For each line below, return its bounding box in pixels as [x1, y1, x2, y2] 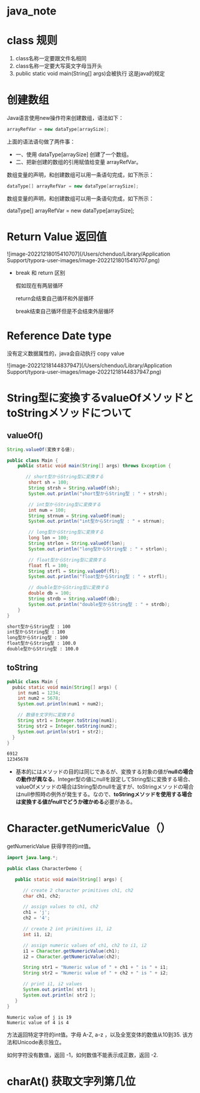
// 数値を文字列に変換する [17, 712, 75, 718]
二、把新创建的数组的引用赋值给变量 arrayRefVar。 [15, 158, 142, 165]
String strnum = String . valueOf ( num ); [28, 512, 126, 519]
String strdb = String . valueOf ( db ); [28, 596, 120, 602]
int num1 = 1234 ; [17, 690, 61, 696]
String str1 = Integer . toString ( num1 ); [17, 717, 118, 723]
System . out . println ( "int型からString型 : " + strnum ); [28, 518, 165, 524]
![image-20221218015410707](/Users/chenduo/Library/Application [7, 250, 171, 257]
